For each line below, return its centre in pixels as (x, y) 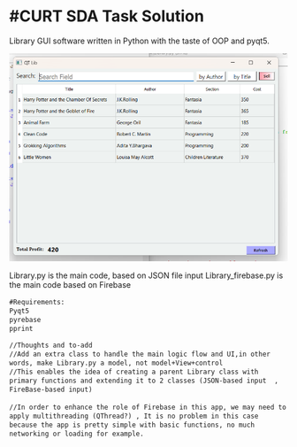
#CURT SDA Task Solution (107, 16)
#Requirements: (37, 302)
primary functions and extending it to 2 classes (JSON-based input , (144, 381)
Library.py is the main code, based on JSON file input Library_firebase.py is (146, 275)
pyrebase (25, 320)
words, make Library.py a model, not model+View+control (116, 363)
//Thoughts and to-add (51, 345)
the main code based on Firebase (70, 284)
